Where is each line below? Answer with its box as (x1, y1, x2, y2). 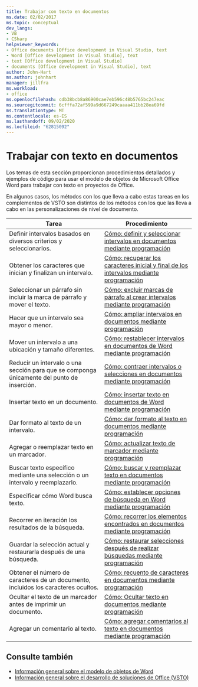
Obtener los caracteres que (9, 261, 85, 269)
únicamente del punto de (9, 373, 78, 382)
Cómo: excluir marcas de (104, 285, 173, 294)
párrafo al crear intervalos (104, 293, 176, 301)
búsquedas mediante (104, 551, 163, 559)
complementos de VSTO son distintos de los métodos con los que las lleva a (6, 199, 192, 206)
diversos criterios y (9, 237, 62, 245)
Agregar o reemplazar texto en (9, 442, 94, 451)
